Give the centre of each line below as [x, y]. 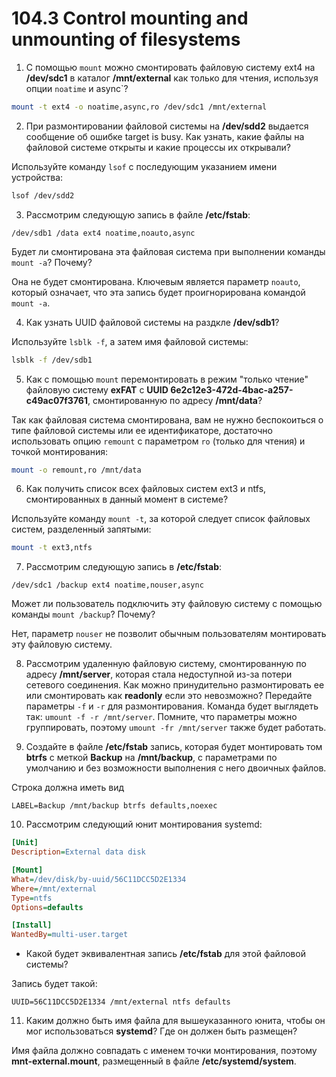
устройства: [37, 177]
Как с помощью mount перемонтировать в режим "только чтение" [167, 379]
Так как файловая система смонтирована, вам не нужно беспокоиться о [167, 419]
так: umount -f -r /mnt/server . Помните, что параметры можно [161, 717]
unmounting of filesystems [126, 39]
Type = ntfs [32, 898]
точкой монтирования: [59, 451]
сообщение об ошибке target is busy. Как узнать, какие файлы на [165, 136]
